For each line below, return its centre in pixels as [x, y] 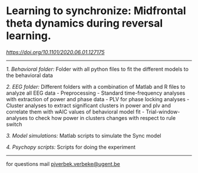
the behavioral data [29, 75]
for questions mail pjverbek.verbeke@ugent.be [63, 164]
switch [14, 124]
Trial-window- [163, 112]
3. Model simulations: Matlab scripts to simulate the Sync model [84, 135]
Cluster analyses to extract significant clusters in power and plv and [88, 105]
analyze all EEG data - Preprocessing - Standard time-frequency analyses [96, 93]
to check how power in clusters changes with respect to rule [102, 118]
